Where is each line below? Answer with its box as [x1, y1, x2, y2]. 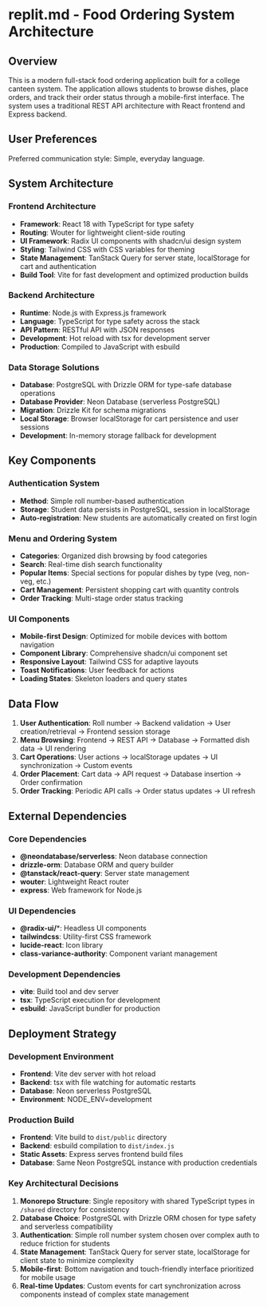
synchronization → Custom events [19, 761, 133, 770]
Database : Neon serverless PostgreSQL [19, 1086, 151, 1095]
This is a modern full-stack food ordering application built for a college [8, 76, 241, 85]
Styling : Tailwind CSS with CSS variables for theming [19, 244, 195, 254]
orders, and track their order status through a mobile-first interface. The [8, 93, 245, 101]
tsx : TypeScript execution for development [19, 996, 161, 1005]
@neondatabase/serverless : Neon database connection [19, 851, 208, 861]
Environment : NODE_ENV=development [19, 1095, 153, 1104]
